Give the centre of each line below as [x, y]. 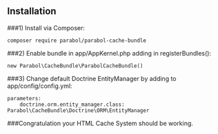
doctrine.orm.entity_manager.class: [72, 104]
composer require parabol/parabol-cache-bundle [77, 41]
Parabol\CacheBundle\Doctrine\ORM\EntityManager [78, 110]
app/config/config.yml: [40, 86]
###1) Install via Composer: [46, 27]
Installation [32, 11]
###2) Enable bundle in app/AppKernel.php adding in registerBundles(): [109, 53]
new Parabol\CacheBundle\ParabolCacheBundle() [75, 66]
